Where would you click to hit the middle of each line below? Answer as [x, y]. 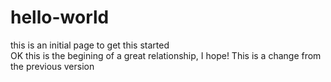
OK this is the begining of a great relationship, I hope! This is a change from [166, 55]
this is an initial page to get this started [90, 45]
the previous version [52, 66]
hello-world [60, 17]
